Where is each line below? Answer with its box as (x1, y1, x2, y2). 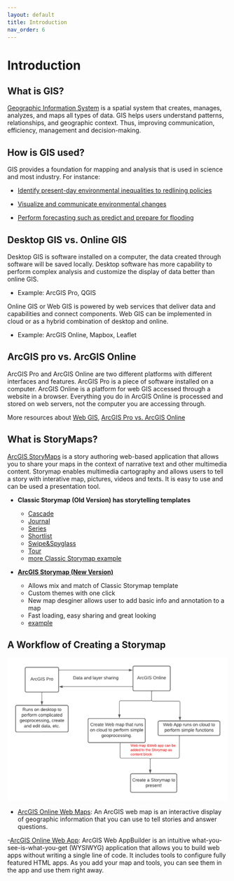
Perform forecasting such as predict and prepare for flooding (17, 214, 194, 222)
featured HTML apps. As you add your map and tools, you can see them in (7, 858, 222, 867)
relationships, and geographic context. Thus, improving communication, (7, 119, 215, 127)
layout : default (7, 11, 55, 18)
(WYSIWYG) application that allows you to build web (69, 843, 220, 851)
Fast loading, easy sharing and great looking (27, 611, 156, 620)
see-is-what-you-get (7, 843, 68, 851)
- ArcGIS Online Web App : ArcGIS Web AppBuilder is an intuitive (7, 836, 191, 844)
